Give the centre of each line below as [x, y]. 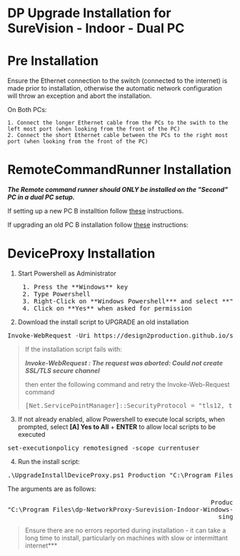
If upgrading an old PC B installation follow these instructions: [98, 225]
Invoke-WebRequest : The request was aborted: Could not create [124, 363]
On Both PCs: [27, 110]
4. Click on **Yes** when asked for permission [107, 308]
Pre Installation [53, 61]
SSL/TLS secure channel [62, 370]
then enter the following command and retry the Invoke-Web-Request [127, 384]
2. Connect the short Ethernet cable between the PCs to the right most [118, 136]
